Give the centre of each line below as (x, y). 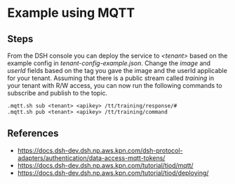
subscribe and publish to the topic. (58, 93)
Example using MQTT (71, 13)
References (33, 134)
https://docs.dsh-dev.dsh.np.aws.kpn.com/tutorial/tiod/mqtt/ (106, 165)
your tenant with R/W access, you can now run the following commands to (115, 85)
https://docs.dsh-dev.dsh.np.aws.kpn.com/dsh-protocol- (100, 150)
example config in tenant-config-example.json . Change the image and (109, 63)
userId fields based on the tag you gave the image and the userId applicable (117, 71)
